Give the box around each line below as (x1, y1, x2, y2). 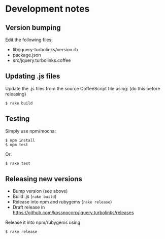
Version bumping (5, 23, 61, 32)
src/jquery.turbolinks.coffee (12, 57, 71, 63)
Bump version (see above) (12, 188, 68, 194)
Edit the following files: (5, 37, 53, 43)
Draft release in (12, 204, 45, 211)
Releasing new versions (5, 175, 82, 183)
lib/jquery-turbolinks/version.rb (12, 47, 78, 52)
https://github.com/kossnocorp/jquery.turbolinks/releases (12, 210, 134, 216)
